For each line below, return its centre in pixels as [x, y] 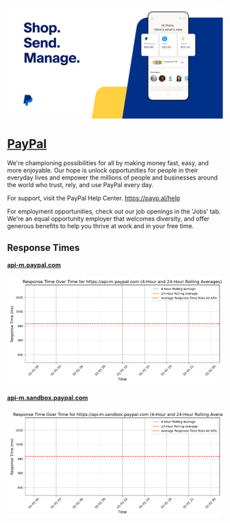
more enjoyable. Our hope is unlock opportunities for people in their [103, 171]
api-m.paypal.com [34, 265]
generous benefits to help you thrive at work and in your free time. [101, 226]
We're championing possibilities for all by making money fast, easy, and [108, 163]
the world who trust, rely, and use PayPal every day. [80, 185]
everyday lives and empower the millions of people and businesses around [112, 178]
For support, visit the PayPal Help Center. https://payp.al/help [93, 198]
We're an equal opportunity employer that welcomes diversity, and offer [108, 219]
